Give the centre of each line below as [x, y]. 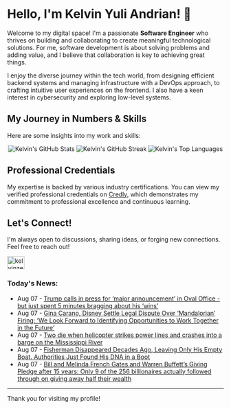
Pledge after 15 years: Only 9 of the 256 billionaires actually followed [114, 371]
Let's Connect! [40, 223]
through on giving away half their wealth [74, 378]
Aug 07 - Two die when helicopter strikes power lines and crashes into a [119, 335]
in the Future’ [36, 327]
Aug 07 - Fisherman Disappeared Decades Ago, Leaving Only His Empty [120, 349]
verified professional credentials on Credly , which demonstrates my [103, 194]
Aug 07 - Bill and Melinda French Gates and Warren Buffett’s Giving [112, 364]
